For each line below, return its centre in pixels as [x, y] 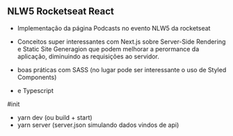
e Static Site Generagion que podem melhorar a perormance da [108, 49]
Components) [37, 77]
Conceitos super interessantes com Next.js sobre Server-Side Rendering [121, 42]
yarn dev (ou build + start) [55, 117]
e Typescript [35, 90]
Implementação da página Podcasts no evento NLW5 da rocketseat [114, 28]
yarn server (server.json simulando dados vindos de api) [98, 125]
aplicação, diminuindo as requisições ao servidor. [88, 56]
